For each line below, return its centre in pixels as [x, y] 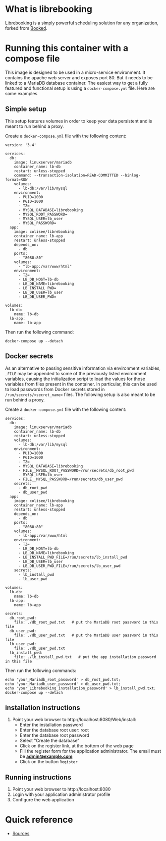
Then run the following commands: [41, 671]
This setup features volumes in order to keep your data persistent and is [79, 121]
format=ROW [16, 179]
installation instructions [43, 707]
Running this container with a [67, 48]
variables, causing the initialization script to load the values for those [75, 379]
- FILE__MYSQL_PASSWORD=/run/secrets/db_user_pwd [70, 479]
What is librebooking [49, 9]
